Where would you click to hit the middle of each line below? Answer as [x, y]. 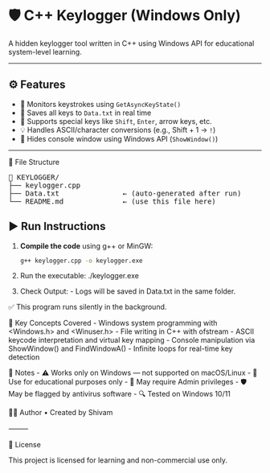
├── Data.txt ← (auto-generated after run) [125, 193]
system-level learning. [45, 51]
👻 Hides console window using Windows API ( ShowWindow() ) [119, 138]
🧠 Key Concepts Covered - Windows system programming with [113, 323]
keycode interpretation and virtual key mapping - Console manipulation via [132, 340]
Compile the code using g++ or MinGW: [86, 245]
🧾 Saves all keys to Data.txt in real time [86, 113]
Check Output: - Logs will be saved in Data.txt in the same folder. [128, 291]
